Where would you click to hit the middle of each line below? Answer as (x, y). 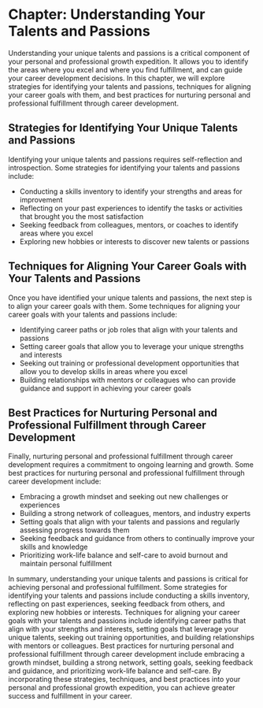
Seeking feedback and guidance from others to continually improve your (137, 539)
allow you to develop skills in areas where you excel (103, 371)
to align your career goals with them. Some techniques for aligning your (124, 306)
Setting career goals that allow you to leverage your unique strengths (131, 346)
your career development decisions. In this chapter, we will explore (117, 78)
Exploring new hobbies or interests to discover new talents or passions (134, 241)
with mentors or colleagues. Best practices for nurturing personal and (121, 646)
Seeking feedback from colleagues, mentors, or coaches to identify (129, 224)
